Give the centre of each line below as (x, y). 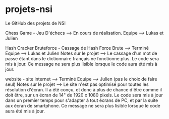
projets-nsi (29, 9)
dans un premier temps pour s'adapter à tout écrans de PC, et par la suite (82, 100)
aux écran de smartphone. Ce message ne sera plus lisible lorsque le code (83, 105)
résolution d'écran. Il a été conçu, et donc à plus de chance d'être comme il (84, 89)
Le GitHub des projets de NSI (35, 23)
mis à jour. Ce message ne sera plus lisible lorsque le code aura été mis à (81, 64)
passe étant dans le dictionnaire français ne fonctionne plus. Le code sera (82, 58)
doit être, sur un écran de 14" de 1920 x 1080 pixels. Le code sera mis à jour (84, 95)
